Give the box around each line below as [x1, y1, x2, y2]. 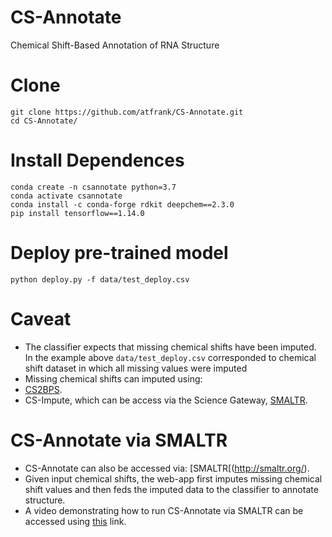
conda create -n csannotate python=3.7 [10, 182, 177, 192]
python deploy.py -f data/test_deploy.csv [10, 274, 190, 285]
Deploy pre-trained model [10, 242, 229, 264]
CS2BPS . [24, 383, 63, 395]
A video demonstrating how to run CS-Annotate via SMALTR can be [24, 504, 304, 516]
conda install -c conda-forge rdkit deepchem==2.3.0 [10, 199, 235, 210]
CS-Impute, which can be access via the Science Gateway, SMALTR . [24, 394, 308, 406]
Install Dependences [10, 149, 185, 172]
